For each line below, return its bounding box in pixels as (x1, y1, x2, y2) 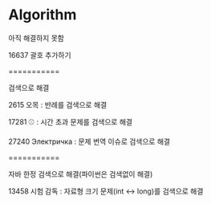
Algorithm (8, 6, 77, 24)
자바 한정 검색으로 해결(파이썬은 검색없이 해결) (8, 169, 153, 178)
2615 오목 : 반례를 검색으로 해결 (8, 100, 108, 109)
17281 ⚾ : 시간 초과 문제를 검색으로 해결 (8, 116, 133, 126)
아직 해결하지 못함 (8, 33, 64, 43)
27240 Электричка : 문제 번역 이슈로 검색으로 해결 (8, 137, 171, 146)
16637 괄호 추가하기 (8, 50, 71, 59)
